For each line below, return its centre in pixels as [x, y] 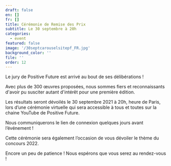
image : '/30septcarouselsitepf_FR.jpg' [48, 48]
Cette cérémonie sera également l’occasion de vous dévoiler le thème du [82, 138]
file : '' [15, 57]
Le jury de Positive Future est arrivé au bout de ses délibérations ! [75, 77]
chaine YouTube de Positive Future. [42, 113]
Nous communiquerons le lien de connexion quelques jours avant [74, 123]
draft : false [19, 10]
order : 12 [16, 62]
